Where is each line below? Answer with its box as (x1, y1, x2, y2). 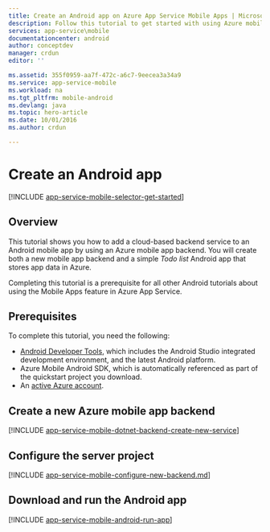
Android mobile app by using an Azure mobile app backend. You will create (8, 245, 257, 254)
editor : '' (8, 57, 45, 65)
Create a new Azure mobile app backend (8, 404, 215, 418)
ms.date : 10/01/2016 (8, 116, 78, 125)
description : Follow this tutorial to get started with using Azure (8, 19, 243, 27)
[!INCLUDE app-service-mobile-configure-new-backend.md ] (8, 470, 211, 480)
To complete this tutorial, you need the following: (8, 331, 170, 340)
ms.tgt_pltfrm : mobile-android (8, 93, 113, 101)
